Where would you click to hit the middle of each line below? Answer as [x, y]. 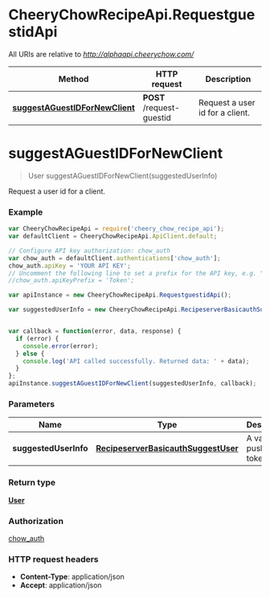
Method [74, 79]
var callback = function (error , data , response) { [95, 331]
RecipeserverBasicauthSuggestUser [167, 448]
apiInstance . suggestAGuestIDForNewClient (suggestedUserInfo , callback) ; [133, 383]
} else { [30, 354]
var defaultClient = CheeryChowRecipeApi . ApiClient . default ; [113, 236]
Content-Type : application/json [72, 577]
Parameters [31, 403]
